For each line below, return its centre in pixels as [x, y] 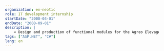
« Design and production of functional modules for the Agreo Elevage [87, 32]
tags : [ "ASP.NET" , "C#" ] [30, 37]
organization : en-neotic [30, 9]
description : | [20, 28]
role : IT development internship [39, 14]
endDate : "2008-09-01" [28, 23]
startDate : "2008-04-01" [30, 18]
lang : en [14, 41]
